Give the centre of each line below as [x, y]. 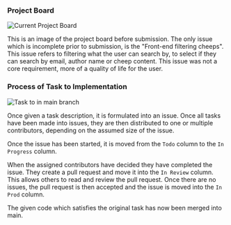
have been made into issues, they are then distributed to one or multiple [110, 123]
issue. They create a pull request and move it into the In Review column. [110, 172]
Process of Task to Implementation [67, 87]
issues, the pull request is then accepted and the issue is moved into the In [115, 187]
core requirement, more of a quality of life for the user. [85, 69]
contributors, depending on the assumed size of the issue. [91, 130]
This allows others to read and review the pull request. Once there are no [112, 179]
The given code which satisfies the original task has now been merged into [115, 208]
